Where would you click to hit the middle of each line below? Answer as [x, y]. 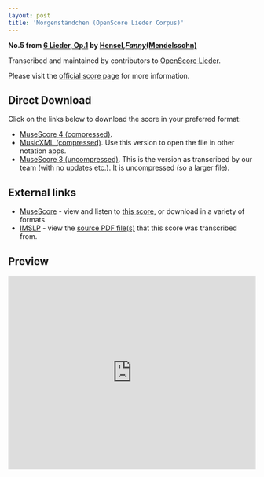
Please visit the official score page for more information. [99, 75]
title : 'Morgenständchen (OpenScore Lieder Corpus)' [96, 23]
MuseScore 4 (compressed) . [66, 134]
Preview [29, 261]
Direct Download [50, 100]
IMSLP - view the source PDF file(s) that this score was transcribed [128, 228]
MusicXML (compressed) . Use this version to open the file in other [127, 143]
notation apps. [43, 151]
